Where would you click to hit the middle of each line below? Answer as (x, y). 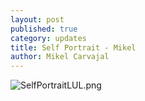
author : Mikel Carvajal (60, 57)
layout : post (37, 19)
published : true (44, 29)
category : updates (48, 38)
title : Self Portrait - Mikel (73, 47)
